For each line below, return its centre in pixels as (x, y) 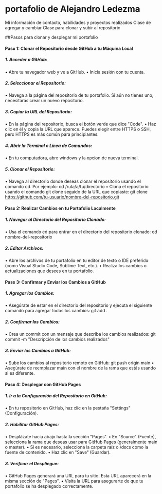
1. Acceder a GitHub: (26, 60)
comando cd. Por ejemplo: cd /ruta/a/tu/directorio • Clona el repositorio (77, 187)
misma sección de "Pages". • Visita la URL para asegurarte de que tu (74, 481)
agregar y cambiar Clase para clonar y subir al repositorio (63, 27)
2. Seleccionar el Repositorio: (36, 83)
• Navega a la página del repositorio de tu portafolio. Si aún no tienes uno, (79, 95)
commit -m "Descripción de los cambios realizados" (57, 339)
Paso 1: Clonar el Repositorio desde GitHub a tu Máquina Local (69, 48)
